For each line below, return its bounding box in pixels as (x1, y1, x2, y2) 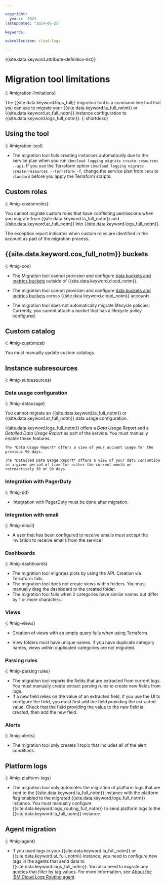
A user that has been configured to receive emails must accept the (12, 532, 148, 538)
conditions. (12, 748, 36, 754)
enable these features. (5, 436, 51, 442)
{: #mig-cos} (5, 263, 31, 269)
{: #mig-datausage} (5, 401, 45, 406)
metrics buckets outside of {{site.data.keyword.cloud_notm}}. (12, 278, 138, 284)
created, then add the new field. (12, 709, 78, 715)
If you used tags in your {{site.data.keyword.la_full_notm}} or (12, 847, 136, 853)
